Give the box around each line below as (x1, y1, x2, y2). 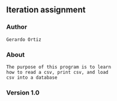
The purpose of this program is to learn (6, 64, 112, 70)
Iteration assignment (6, 5, 86, 15)
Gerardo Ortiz (6, 36, 42, 43)
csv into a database (6, 75, 58, 81)
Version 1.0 (6, 88, 40, 97)
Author (6, 23, 28, 31)
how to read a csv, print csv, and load (6, 69, 109, 75)
